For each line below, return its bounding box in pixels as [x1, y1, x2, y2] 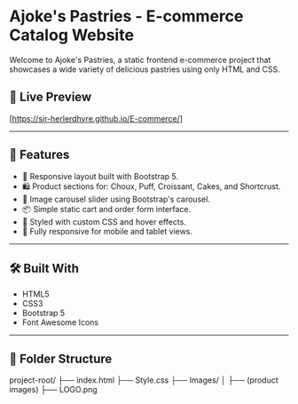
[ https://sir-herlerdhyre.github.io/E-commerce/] [9, 113, 184, 123]
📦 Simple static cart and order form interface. [21, 203, 192, 214]
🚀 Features [9, 147, 70, 162]
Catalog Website [9, 25, 135, 45]
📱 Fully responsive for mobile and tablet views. [21, 226, 193, 236]
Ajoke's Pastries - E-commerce [9, 6, 244, 27]
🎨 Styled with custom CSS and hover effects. [21, 216, 186, 227]
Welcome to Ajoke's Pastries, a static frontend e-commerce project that [9, 54, 271, 65]
